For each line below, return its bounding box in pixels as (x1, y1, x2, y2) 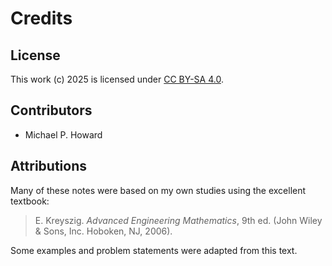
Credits (10, 7, 73, 30)
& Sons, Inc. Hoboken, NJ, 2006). (34, 225, 173, 237)
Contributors (10, 102, 93, 119)
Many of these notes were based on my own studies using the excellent (10, 184, 307, 196)
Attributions (10, 158, 88, 175)
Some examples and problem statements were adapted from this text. (10, 244, 298, 256)
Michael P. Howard (24, 128, 103, 141)
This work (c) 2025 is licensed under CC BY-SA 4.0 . (10, 73, 224, 85)
